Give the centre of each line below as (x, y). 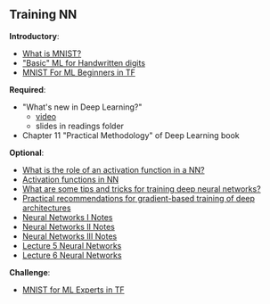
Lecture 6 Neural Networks (72, 255)
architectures (46, 208)
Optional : (27, 152)
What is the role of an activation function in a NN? (113, 169)
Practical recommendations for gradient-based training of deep (139, 198)
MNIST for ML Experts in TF (73, 290)
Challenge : (30, 272)
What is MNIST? (52, 53)
